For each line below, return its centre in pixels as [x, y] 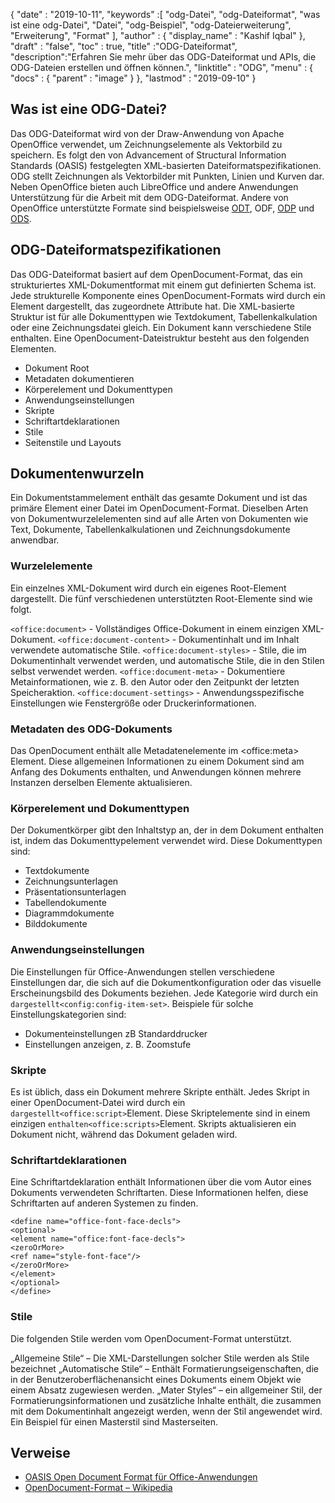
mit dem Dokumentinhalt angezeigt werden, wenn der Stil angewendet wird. [166, 1411]
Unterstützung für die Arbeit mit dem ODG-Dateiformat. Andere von [149, 197]
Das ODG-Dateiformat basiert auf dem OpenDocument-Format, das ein [156, 274]
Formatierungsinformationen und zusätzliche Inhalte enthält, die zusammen [166, 1400]
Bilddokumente [56, 924]
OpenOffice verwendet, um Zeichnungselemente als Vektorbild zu [146, 144]
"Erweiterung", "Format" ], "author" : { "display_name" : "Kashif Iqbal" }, [158, 35]
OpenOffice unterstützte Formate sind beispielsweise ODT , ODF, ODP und [162, 208]
